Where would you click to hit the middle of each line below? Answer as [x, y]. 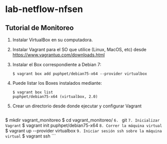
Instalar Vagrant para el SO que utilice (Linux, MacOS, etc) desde [79, 49]
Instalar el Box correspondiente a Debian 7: [57, 64]
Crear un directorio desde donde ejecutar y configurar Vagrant [77, 106]
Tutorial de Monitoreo [39, 28]
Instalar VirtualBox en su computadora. [52, 40]
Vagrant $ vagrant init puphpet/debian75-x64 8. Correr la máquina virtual [84, 125]
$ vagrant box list [33, 92]
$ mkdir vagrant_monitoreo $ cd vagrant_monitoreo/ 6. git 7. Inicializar [82, 120]
